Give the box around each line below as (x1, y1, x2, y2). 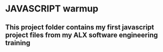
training (5, 38, 30, 47)
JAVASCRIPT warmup (5, 3, 98, 14)
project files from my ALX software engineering (5, 30, 158, 39)
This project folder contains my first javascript (5, 23, 154, 31)
